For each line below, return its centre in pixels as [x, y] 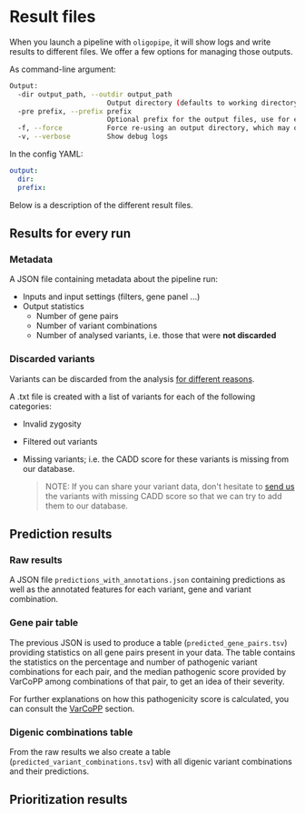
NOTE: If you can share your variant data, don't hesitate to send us [170, 486]
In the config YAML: [46, 154]
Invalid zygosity [52, 424]
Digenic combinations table [71, 732]
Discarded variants [52, 359]
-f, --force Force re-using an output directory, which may [154, 128]
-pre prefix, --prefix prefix [74, 111]
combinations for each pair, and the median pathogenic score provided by [148, 671]
